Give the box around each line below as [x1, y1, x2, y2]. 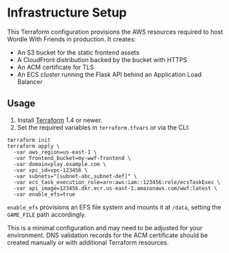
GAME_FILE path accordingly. [7, 210, 86, 219]
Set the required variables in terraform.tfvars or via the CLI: [17, 123, 190, 132]
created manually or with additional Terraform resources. [7, 238, 169, 246]
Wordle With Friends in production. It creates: [7, 34, 137, 43]
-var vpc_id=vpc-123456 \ [13, 167, 88, 174]
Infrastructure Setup [7, 5, 128, 21]
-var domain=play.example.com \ [13, 161, 107, 168]
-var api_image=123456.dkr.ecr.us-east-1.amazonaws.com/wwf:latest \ [13, 185, 217, 192]
